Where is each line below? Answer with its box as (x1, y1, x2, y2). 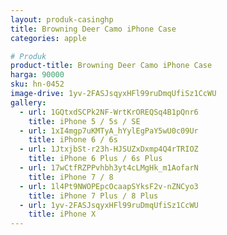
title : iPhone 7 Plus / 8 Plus (28, 191, 159, 201)
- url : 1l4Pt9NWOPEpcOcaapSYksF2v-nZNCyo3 (19, 181, 199, 191)
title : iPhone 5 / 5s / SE (28, 116, 141, 126)
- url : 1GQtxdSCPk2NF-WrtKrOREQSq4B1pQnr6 (19, 107, 199, 117)
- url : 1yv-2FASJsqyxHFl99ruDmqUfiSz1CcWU (19, 200, 199, 210)
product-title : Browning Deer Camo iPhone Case (10, 61, 213, 71)
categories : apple (10, 33, 87, 43)
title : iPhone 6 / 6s (28, 135, 118, 145)
